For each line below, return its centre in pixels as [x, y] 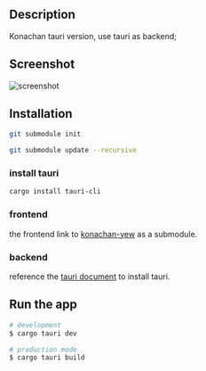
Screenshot [42, 65]
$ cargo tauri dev [43, 334]
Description [42, 15]
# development [36, 325]
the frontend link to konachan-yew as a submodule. [103, 234]
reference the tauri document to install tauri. [90, 276]
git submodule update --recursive [73, 151]
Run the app [43, 305]
